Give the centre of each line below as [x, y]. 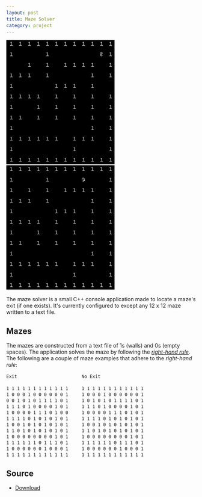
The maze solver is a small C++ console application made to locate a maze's [101, 299]
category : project [29, 25]
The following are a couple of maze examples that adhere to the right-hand [99, 358]
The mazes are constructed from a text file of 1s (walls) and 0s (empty [93, 346]
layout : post [23, 13]
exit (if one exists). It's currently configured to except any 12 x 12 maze [94, 306]
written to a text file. [31, 312]
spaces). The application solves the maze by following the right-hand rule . [98, 352]
